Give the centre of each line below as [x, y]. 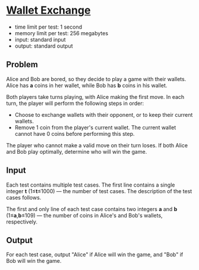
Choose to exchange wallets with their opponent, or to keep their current [104, 114]
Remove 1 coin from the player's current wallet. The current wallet [95, 127]
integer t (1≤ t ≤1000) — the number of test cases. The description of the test [99, 191]
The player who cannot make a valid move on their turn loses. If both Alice [97, 145]
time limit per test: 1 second [48, 27]
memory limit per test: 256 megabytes [61, 33]
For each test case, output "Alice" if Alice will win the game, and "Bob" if [95, 255]
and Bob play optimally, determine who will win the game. [77, 151]
